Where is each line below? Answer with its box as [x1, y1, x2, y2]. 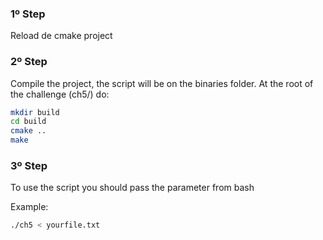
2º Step [10, 55, 48, 69]
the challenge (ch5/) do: [10, 88, 110, 100]
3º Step [10, 159, 48, 173]
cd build [10, 117, 47, 127]
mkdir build [10, 107, 60, 117]
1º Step [10, 7, 46, 21]
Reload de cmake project [10, 30, 113, 42]
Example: [10, 201, 49, 213]
